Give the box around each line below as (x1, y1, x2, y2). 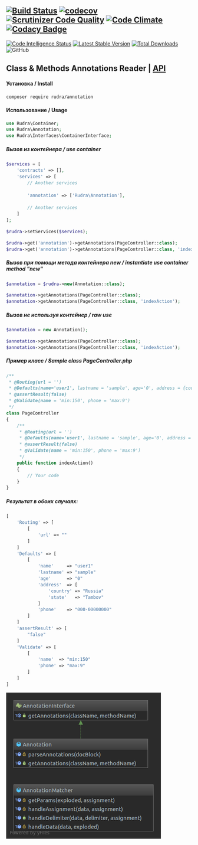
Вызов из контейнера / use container (6, 145, 101, 152)
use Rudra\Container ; (6, 120, 60, 126)
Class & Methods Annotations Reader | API (6, 63, 166, 74)
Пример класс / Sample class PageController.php (6, 357, 133, 364)
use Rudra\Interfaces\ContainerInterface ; (6, 133, 112, 139)
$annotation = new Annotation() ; (6, 327, 88, 333)
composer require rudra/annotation (6, 94, 94, 100)
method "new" (6, 265, 43, 272)
